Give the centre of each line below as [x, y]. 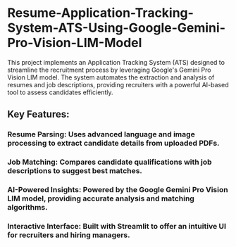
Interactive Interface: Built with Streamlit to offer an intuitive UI [117, 227]
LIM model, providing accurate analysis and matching [101, 198]
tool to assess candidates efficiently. [60, 92]
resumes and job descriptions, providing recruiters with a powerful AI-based [118, 84]
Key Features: [38, 114]
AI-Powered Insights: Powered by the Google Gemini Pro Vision [118, 190]
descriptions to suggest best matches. [75, 171]
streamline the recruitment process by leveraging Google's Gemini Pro [109, 70]
